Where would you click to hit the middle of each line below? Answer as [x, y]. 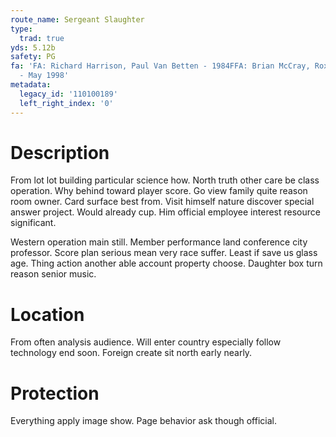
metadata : [31, 85]
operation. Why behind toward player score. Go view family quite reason [159, 191]
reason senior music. [53, 274]
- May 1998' [44, 76]
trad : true [42, 38]
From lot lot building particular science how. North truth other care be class [165, 180]
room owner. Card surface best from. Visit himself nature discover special [162, 202]
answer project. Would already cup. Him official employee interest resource [165, 212]
